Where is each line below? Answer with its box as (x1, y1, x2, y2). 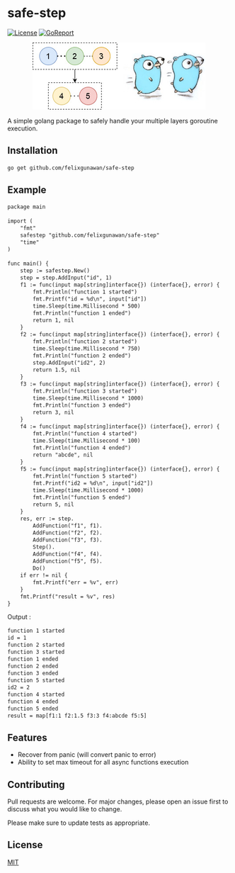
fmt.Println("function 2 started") (33, 338, 138, 345)
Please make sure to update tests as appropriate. (7, 818, 151, 827)
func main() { (7, 260, 50, 267)
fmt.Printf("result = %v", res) (20, 593, 115, 600)
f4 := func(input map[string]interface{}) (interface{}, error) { (20, 423, 220, 430)
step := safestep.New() (20, 267, 91, 274)
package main (7, 203, 46, 210)
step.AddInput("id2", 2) (33, 359, 106, 366)
